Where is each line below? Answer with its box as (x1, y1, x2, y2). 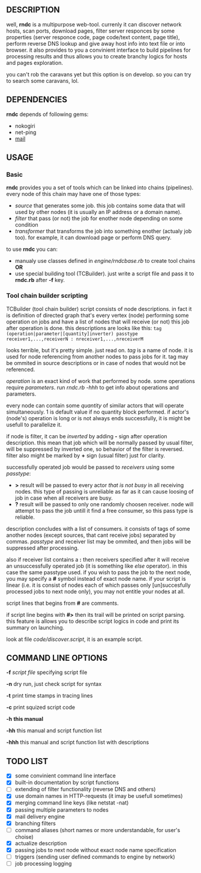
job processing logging (14, 860, 72, 867)
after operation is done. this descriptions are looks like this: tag (6, 324, 162, 331)
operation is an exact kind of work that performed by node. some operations (6, 377, 195, 384)
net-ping (14, 129, 37, 136)
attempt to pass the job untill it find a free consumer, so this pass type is (14, 507, 194, 514)
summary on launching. (6, 623, 65, 631)
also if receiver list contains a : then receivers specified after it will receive (6, 556, 190, 563)
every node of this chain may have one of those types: (6, 191, 141, 198)
